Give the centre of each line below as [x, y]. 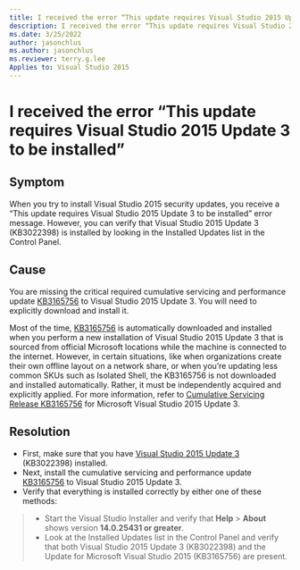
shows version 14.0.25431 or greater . [114, 527]
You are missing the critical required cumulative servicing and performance [148, 291]
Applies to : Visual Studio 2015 [69, 68]
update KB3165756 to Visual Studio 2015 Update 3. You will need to [133, 301]
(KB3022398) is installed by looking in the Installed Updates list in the [137, 232]
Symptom [37, 183]
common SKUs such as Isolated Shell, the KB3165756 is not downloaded [143, 375]
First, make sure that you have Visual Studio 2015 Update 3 [131, 453]
